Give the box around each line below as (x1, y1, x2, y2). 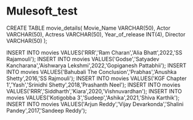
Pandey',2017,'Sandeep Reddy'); (6, 107, 87, 114)
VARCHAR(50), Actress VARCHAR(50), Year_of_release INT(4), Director (6, 30, 186, 38)
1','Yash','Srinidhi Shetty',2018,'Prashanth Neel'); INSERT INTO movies (6, 81, 181, 88)
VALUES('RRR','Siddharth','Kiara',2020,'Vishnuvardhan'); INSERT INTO (6, 87, 182, 95)
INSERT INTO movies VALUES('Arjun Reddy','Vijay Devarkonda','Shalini (6, 100, 184, 107)
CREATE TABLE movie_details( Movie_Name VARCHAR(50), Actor (6, 24, 170, 32)
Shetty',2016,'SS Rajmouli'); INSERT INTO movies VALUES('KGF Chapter (6, 75, 187, 82)
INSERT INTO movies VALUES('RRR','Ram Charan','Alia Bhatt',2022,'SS (6, 48, 183, 56)
